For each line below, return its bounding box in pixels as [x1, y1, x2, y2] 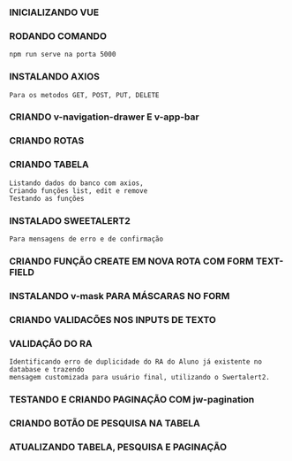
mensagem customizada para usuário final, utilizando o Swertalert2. [9, 373, 271, 382]
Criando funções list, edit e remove [9, 186, 148, 196]
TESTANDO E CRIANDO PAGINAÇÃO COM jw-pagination [9, 393, 255, 405]
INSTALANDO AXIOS [9, 71, 100, 83]
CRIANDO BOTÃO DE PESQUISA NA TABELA [9, 417, 200, 429]
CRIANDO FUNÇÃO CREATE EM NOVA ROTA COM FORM [9, 255, 254, 267]
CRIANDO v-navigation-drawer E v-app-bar [9, 111, 200, 123]
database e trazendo [9, 365, 86, 374]
